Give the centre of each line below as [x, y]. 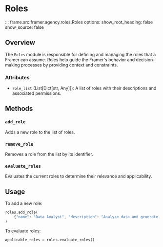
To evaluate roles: [23, 231]
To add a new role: [24, 203]
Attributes [17, 77]
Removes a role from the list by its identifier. [49, 154]
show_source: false [24, 27]
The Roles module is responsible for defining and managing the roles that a [81, 54]
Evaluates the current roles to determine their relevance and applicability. [79, 176]
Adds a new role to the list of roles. [40, 132]
